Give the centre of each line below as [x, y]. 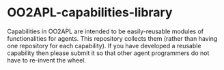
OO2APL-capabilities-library [90, 13]
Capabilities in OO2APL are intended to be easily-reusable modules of [106, 31]
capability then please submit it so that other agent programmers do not [108, 53]
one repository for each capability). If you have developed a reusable [104, 46]
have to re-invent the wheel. [47, 60]
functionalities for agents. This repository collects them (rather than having [112, 38]
